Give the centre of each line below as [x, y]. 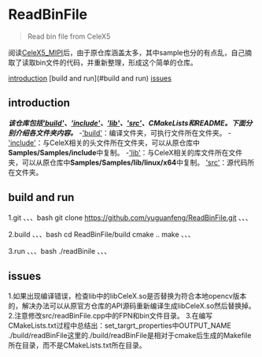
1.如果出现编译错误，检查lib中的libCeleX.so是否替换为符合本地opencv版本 [127, 296]
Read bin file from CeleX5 [69, 36]
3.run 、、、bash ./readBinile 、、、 [60, 251]
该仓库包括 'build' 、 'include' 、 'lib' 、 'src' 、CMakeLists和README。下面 [127, 123]
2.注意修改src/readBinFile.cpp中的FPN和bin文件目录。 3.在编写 [111, 316]
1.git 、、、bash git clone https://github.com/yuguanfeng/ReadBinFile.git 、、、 [131, 218]
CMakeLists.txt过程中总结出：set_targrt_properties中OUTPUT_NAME [120, 325]
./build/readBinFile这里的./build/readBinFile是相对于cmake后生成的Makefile [130, 336]
